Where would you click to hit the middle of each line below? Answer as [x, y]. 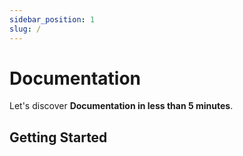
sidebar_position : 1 [52, 19]
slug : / [25, 29]
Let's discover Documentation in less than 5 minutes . [121, 106]
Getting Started [58, 137]
